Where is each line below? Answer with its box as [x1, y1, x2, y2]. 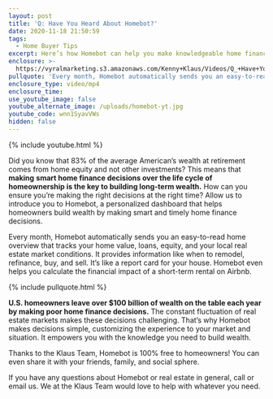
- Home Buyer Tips [15, 42, 79, 50]
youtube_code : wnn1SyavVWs [8, 111, 100, 119]
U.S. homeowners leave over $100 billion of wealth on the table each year [8, 297, 262, 307]
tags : [8, 34, 27, 43]
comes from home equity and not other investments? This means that [8, 164, 241, 174]
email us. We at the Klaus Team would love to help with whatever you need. [8, 381, 261, 391]
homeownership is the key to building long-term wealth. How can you [8, 181, 248, 191]
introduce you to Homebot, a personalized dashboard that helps [8, 198, 223, 208]
